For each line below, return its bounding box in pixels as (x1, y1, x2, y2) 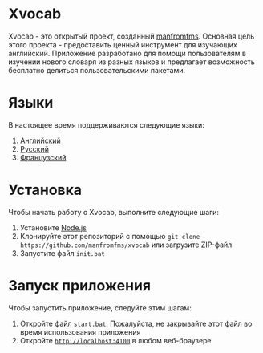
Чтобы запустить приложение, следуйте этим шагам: (8, 302, 192, 313)
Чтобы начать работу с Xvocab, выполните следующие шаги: (8, 207, 219, 217)
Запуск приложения (8, 277, 151, 294)
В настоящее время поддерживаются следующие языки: (8, 120, 204, 129)
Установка (8, 181, 83, 199)
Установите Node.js (19, 222, 87, 233)
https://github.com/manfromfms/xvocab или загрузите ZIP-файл (19, 240, 233, 250)
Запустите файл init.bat (19, 248, 106, 258)
